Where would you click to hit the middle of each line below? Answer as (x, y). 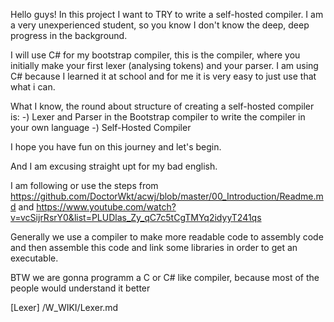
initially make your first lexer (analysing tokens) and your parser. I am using (164, 65)
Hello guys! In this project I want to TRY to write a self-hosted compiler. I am (167, 14)
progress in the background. (69, 35)
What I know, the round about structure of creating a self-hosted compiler (162, 106)
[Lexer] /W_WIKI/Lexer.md (64, 307)
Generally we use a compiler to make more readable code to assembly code (167, 237)
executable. (34, 258)
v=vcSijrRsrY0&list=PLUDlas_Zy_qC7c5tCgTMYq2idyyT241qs (136, 217)
